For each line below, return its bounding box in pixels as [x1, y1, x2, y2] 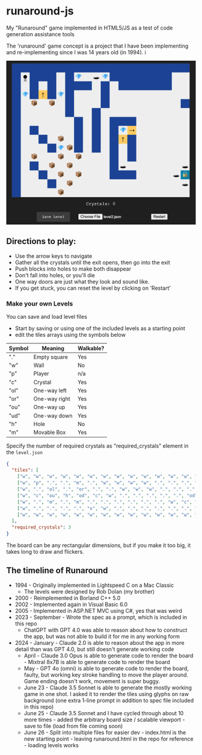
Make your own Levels [6, 299, 73, 308]
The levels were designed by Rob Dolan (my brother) [23, 587, 155, 595]
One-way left [33, 387, 67, 394]
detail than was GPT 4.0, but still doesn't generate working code [14, 645, 174, 653]
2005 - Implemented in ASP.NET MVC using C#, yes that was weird [14, 607, 182, 614]
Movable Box [33, 429, 66, 436]
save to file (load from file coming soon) [23, 722, 123, 730]
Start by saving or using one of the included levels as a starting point [14, 325, 185, 332]
